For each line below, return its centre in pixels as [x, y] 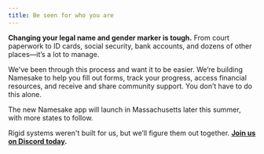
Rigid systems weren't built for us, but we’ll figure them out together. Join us [132, 133]
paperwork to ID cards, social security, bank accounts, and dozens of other [130, 46]
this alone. [25, 94]
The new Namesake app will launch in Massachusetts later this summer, [125, 109]
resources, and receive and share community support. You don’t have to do [130, 86]
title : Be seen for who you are [61, 15]
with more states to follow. [51, 117]
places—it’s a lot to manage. [54, 54]
